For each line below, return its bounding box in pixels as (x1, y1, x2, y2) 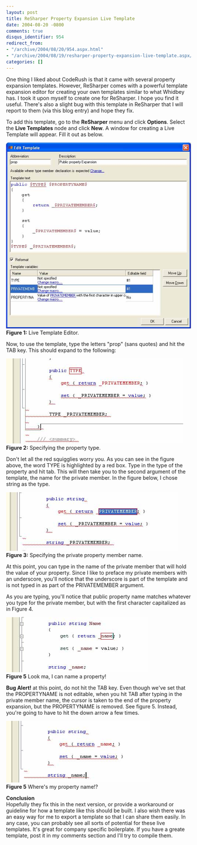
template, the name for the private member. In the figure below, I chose (6, 474, 178, 481)
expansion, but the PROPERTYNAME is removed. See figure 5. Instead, (6, 703, 178, 710)
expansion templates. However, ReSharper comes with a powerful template (6, 82, 188, 89)
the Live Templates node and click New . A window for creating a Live (6, 124, 175, 131)
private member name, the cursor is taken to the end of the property (6, 697, 171, 704)
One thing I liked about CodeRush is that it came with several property (6, 76, 175, 83)
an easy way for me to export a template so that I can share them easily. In (6, 813, 186, 820)
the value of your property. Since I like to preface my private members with (6, 569, 188, 576)
